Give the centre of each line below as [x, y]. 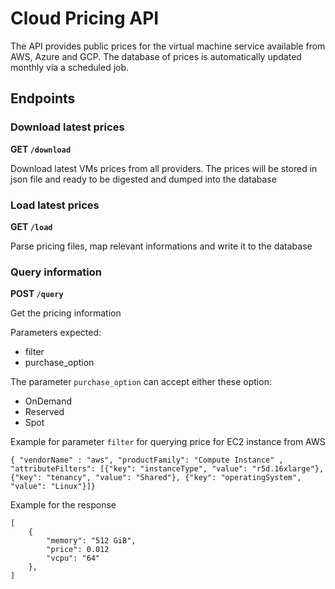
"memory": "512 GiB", [91, 541]
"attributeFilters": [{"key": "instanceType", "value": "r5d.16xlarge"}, [167, 469]
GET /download [41, 149]
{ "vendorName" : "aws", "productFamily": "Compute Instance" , [147, 460]
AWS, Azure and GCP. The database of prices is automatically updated [156, 56]
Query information [56, 272]
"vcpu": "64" [73, 558]
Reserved [44, 412]
